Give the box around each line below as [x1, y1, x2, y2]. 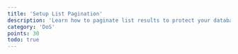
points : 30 [7, 29, 40, 37]
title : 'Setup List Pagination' [7, 10, 103, 18]
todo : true [7, 36, 40, 43]
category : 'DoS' [7, 23, 55, 30]
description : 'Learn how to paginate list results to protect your [7, 17, 211, 24]
